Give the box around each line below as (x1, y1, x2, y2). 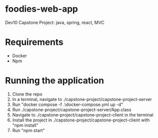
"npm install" (12, 122, 39, 128)
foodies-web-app (5, 3, 78, 15)
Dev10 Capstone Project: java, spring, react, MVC (5, 20, 105, 25)
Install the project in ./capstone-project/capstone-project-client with (12, 117, 150, 123)
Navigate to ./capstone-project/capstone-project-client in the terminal (12, 112, 154, 118)
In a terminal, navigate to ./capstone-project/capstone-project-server (12, 96, 152, 102)
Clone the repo (12, 91, 43, 97)
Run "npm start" (12, 127, 45, 133)
